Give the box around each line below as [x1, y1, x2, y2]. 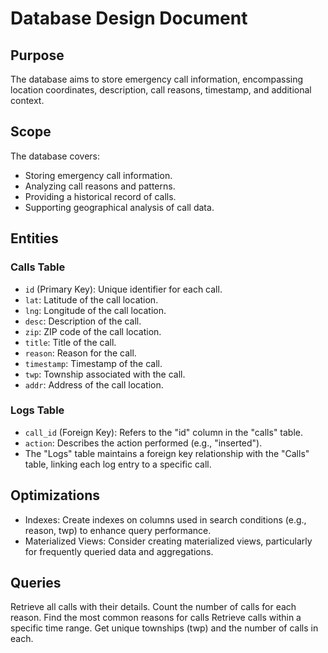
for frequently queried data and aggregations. [24, 545, 214, 557]
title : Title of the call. [24, 336, 117, 348]
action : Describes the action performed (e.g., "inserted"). [24, 437, 263, 449]
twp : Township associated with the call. [24, 368, 186, 380]
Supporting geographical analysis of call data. [24, 201, 215, 213]
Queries [10, 575, 62, 591]
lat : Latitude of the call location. [24, 293, 159, 306]
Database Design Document [10, 7, 248, 30]
